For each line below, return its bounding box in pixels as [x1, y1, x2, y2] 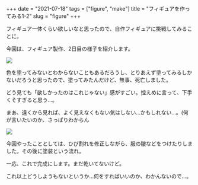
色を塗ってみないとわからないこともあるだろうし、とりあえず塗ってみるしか [6, 69, 193, 76]
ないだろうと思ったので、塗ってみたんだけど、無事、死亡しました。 [6, 76, 172, 83]
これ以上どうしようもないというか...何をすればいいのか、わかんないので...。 [6, 173, 191, 180]
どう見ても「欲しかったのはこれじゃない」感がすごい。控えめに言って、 [6, 89, 182, 96]
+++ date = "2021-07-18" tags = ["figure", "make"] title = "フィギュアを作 [6, 5, 185, 12]
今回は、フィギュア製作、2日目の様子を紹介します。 [6, 45, 133, 52]
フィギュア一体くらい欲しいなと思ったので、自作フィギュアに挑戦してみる [6, 25, 187, 32]
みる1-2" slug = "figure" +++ [11, 12, 81, 20]
